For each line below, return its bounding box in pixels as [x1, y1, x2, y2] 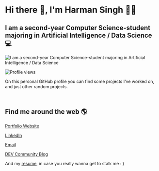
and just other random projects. [5, 84, 68, 89]
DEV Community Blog [5, 151, 48, 157]
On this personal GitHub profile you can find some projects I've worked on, [5, 78, 155, 84]
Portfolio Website [5, 123, 40, 129]
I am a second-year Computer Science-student [5, 24, 151, 32]
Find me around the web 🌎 [5, 108, 88, 116]
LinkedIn [5, 132, 22, 138]
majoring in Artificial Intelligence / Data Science [5, 31, 152, 39]
